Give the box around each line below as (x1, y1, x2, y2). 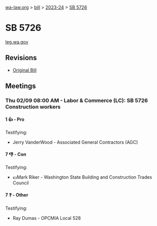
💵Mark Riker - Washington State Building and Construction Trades (12, 174, 152, 180)
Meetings (5, 82, 37, 90)
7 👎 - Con (5, 151, 26, 157)
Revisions (5, 53, 37, 62)
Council (12, 180, 29, 186)
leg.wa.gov (5, 39, 29, 45)
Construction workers (5, 104, 61, 111)
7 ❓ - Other (5, 192, 28, 198)
